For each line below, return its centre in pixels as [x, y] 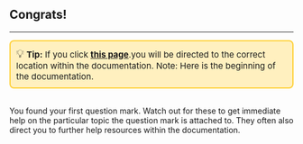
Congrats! [38, 15]
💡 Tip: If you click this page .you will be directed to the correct [141, 54]
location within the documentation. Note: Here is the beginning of [147, 65]
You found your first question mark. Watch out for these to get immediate [145, 111]
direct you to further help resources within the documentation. [125, 130]
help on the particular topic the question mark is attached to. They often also [151, 120]
